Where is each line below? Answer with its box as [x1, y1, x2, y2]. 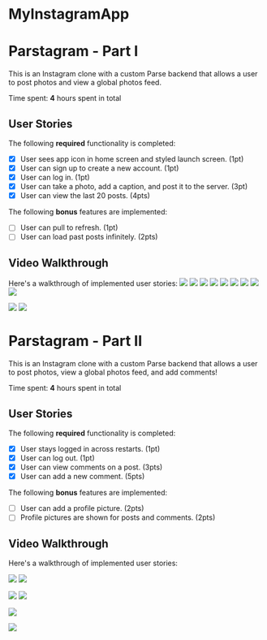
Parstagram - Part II [8, 332, 143, 350]
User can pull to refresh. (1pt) [19, 223, 118, 232]
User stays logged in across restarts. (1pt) [19, 443, 161, 453]
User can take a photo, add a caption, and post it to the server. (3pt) [19, 182, 248, 192]
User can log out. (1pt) [19, 453, 95, 463]
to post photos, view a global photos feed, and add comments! [8, 367, 217, 378]
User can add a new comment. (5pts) [19, 472, 145, 482]
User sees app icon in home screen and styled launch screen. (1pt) [19, 154, 244, 163]
